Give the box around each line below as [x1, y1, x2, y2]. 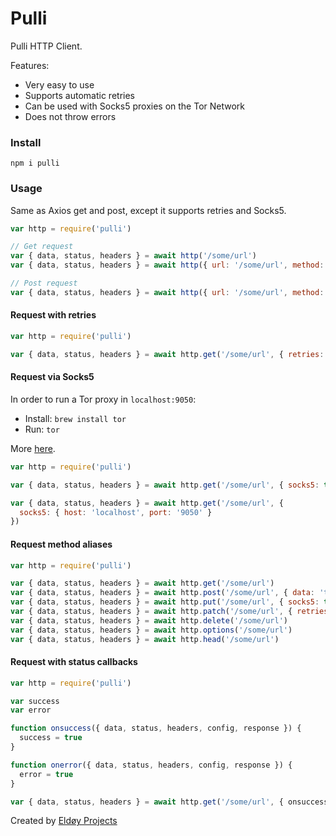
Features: [10, 59, 50, 71]
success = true [19, 733, 83, 743]
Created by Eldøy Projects [10, 815, 118, 827]
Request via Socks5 [10, 371, 95, 383]
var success [10, 696, 60, 706]
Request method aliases [10, 538, 113, 550]
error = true [19, 769, 74, 779]
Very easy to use [24, 78, 95, 91]
